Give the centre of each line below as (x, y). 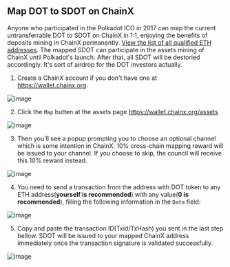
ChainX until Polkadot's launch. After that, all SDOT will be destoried (104, 57)
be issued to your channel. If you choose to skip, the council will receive (119, 153)
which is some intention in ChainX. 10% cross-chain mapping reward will (120, 146)
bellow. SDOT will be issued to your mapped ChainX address (103, 235)
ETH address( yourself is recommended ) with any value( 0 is (103, 194)
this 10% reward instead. (52, 160)
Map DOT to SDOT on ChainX (71, 11)
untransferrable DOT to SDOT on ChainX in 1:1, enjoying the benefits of (107, 35)
